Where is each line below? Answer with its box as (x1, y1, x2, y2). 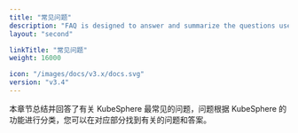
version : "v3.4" (9, 78, 69, 87)
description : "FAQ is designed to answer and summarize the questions (9, 21, 276, 30)
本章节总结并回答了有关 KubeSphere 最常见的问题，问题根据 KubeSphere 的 (9, 103, 287, 113)
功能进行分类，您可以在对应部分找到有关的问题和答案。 (9, 114, 211, 125)
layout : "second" (9, 29, 74, 38)
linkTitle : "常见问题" (9, 45, 88, 54)
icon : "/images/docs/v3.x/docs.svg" (9, 70, 145, 79)
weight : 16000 (9, 54, 62, 63)
